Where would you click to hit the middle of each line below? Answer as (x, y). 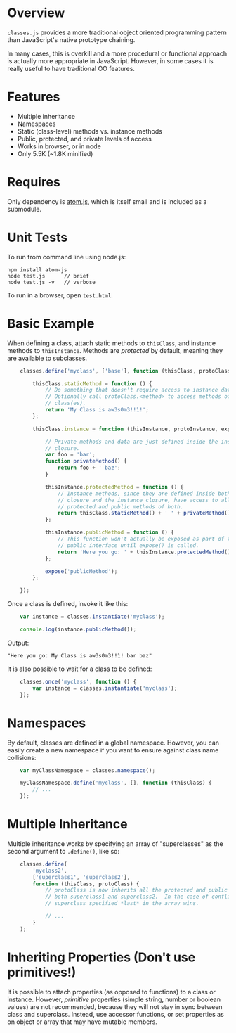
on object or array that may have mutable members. (83, 1022)
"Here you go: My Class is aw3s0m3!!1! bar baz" (80, 655)
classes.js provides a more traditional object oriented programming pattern (117, 32)
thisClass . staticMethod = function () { (92, 384)
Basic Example (51, 323)
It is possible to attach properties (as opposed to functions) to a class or (112, 992)
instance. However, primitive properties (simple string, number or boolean (114, 999)
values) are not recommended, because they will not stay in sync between (115, 1006)
